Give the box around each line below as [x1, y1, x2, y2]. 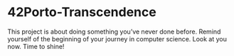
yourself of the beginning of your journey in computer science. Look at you [7, 34, 228, 43]
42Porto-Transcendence [7, 4, 156, 20]
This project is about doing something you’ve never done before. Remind [7, 27, 221, 36]
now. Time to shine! [7, 42, 65, 50]
